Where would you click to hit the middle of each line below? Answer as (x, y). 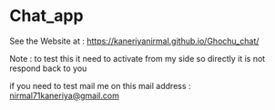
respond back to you (48, 68)
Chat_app (46, 16)
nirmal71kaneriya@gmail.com (65, 95)
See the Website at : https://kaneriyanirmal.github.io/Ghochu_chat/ (134, 41)
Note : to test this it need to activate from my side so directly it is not (137, 58)
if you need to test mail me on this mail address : (100, 85)
